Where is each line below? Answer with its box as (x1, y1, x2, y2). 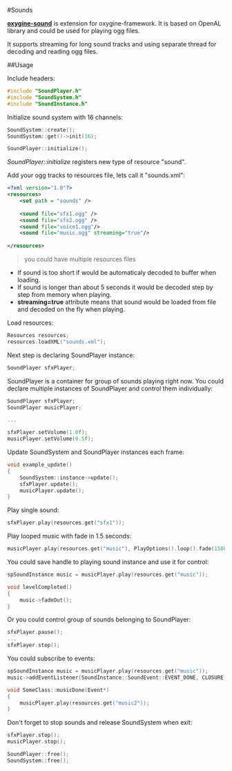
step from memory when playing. (17, 291, 112, 298)
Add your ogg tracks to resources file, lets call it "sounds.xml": (7, 171, 185, 179)
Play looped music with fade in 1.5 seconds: (7, 532, 132, 541)
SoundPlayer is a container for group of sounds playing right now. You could (7, 377, 224, 385)
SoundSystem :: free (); (7, 757, 70, 764)
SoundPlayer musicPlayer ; (7, 404, 81, 411)
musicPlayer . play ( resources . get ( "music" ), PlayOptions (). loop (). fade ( (7, 545, 215, 552)
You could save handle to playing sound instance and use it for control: (7, 558, 209, 566)
